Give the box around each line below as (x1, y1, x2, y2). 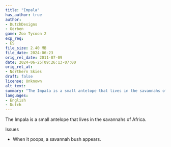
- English (5, 97, 26, 103)
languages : (5, 93, 28, 98)
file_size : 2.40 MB (5, 45, 47, 51)
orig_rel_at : (5, 64, 33, 69)
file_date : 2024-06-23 (5, 50, 53, 55)
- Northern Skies (5, 69, 42, 75)
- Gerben (5, 27, 24, 32)
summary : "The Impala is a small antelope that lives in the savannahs (5, 88, 160, 93)
